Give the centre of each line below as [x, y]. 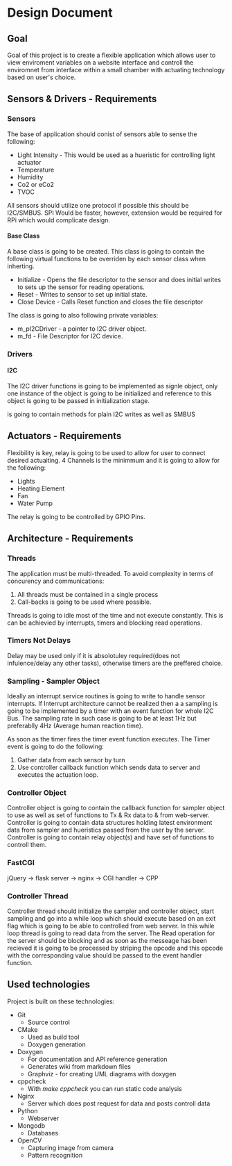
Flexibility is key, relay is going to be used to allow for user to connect [106, 452]
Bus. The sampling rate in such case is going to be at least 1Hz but [102, 719]
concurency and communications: [56, 581]
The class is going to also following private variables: [83, 315]
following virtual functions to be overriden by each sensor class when [107, 258]
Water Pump [35, 503]
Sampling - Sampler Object [54, 681]
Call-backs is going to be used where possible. [84, 602]
